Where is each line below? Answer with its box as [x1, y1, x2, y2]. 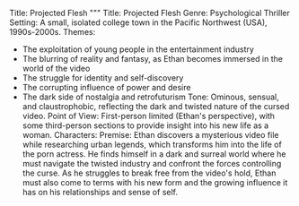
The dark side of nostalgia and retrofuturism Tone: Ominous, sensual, [22, 91, 280, 102]
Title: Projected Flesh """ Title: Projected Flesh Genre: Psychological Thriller [9, 8, 290, 18]
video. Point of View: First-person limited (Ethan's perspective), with [22, 111, 276, 121]
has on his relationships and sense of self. [22, 187, 178, 197]
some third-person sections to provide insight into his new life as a [22, 120, 269, 131]
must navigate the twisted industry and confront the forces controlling [22, 159, 282, 168]
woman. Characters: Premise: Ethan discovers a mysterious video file [22, 130, 279, 140]
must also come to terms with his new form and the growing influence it [22, 177, 288, 187]
